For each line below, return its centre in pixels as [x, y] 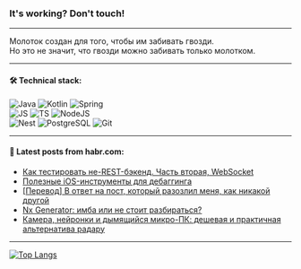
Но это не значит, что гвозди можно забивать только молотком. [133, 51]
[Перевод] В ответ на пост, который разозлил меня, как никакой [146, 190]
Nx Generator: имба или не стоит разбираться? [112, 210]
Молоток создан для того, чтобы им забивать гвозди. [112, 41]
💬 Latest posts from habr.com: [67, 152]
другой [36, 200]
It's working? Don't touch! [67, 13]
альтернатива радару [64, 229]
